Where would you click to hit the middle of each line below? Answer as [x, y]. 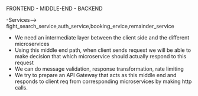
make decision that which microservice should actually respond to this [100, 56]
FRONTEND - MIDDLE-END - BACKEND [54, 9]
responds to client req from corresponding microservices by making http [103, 81]
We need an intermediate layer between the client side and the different [102, 37]
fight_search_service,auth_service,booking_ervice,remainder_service [90, 26]
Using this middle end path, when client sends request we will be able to [103, 50]
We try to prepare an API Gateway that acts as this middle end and [95, 75]
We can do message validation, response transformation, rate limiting [99, 69]
